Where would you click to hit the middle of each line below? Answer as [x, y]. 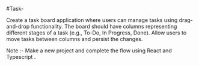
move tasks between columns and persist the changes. [75, 39]
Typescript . [21, 57]
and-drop [18, 26]
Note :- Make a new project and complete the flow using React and [89, 51]
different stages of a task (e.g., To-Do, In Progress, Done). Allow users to [96, 33]
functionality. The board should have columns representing [104, 26]
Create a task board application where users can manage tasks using [92, 20]
